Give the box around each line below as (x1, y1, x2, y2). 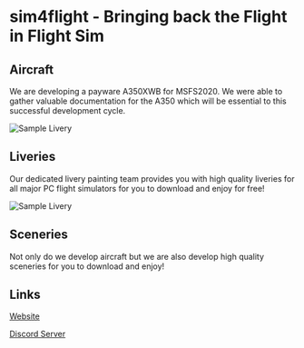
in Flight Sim (9, 25, 104, 46)
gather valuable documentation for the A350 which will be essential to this (9, 95, 288, 106)
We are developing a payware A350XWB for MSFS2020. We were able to (9, 86, 283, 96)
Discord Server (9, 329, 66, 340)
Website (9, 311, 41, 322)
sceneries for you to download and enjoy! (9, 261, 165, 272)
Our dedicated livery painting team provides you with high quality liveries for (9, 173, 295, 184)
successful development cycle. (9, 105, 126, 115)
